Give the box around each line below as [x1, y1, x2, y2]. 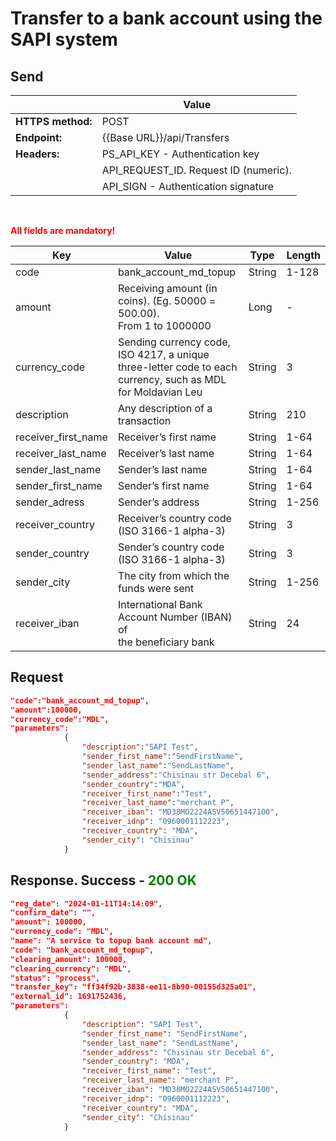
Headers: [15, 147, 60, 161]
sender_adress [15, 495, 85, 509]
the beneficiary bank [117, 635, 215, 649]
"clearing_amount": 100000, [10, 954, 128, 964]
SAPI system [10, 28, 118, 51]
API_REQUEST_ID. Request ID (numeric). [101, 163, 292, 177]
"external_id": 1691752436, [10, 992, 128, 1002]
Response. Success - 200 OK [10, 872, 197, 889]
